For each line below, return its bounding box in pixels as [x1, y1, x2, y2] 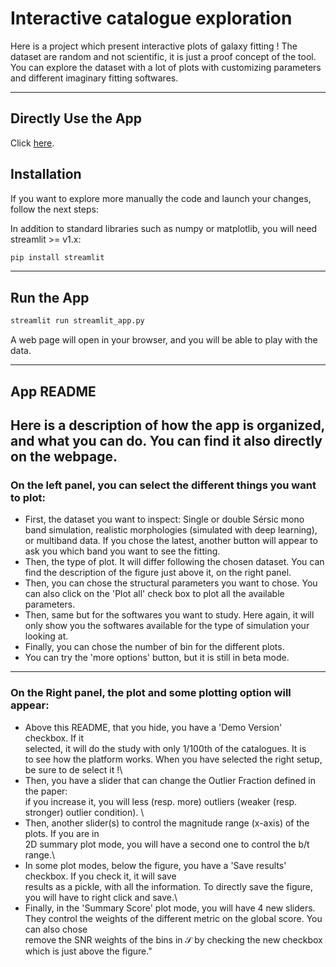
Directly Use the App [10, 110, 143, 127]
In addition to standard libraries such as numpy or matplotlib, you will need [10, 222, 318, 234]
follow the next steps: [10, 203, 99, 215]
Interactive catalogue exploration [10, 7, 293, 30]
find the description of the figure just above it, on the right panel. [24, 567, 292, 579]
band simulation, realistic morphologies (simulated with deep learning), [24, 524, 318, 536]
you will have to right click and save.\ [24, 891, 178, 903]
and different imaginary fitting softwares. [10, 72, 179, 84]
